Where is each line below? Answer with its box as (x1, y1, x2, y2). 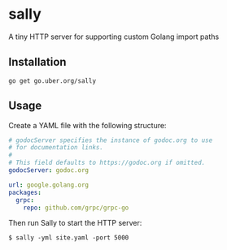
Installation (8, 55, 67, 69)
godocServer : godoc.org (8, 166, 89, 175)
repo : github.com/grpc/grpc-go (23, 204, 129, 212)
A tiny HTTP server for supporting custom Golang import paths (8, 32, 220, 41)
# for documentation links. (8, 144, 104, 152)
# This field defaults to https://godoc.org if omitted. (8, 159, 206, 167)
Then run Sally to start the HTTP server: (8, 218, 142, 228)
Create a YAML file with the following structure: (8, 120, 167, 130)
